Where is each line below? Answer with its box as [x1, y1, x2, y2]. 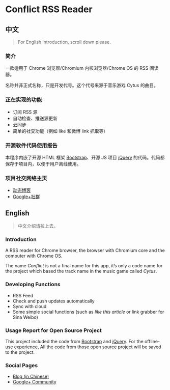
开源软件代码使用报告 [5, 142, 58, 149]
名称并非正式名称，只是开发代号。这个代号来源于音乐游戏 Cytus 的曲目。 [5, 82, 159, 89]
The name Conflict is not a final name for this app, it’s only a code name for [5, 263, 163, 269]
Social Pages [5, 361, 38, 369]
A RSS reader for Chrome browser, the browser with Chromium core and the [5, 247, 165, 254]
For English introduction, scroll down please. [17, 39, 111, 45]
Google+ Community [12, 379, 57, 385]
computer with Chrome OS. [5, 253, 63, 259]
